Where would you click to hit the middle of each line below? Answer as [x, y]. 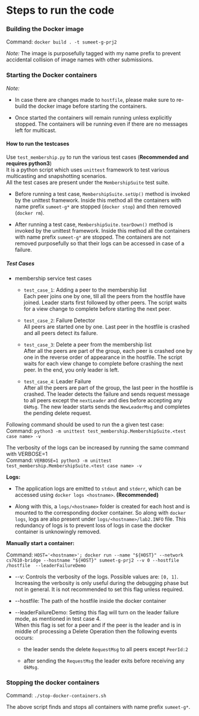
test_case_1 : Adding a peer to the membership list [85, 290]
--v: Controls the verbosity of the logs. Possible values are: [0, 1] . [97, 576]
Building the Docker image [45, 29]
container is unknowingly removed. [58, 531]
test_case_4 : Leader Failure [57, 381]
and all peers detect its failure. [61, 333]
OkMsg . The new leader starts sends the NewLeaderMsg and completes [107, 407]
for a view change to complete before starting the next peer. [97, 309]
